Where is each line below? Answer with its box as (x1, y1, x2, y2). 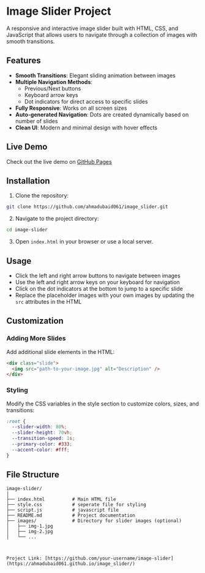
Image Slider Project (6, 4, 111, 18)
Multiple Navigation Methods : (15, 78, 93, 85)
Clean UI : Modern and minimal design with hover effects (15, 124, 158, 131)
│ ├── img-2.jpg (6, 529, 53, 535)
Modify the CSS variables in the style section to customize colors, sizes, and (6, 400, 199, 407)
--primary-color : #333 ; (12, 441, 72, 447)
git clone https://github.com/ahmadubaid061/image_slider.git (6, 204, 168, 210)
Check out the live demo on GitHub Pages (6, 158, 112, 165)
